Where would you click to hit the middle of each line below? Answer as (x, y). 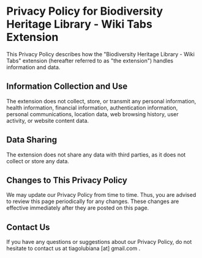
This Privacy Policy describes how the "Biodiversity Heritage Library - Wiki (100, 54)
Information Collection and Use (67, 87)
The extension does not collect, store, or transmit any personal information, (101, 101)
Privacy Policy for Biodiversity (85, 11)
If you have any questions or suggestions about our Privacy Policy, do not (99, 242)
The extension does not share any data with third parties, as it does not (96, 155)
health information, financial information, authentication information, (92, 108)
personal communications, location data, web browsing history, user (92, 114)
